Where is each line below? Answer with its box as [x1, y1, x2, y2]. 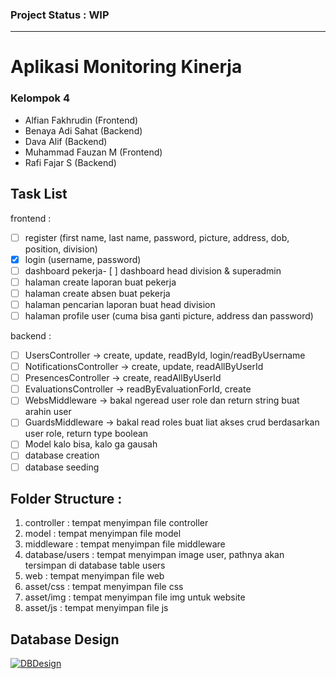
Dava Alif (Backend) [24, 135, 108, 147]
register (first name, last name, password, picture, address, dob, [24, 231, 290, 243]
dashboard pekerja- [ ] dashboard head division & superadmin [24, 264, 282, 277]
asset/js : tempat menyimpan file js [24, 602, 169, 614]
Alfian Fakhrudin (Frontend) [24, 114, 139, 126]
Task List [10, 186, 68, 203]
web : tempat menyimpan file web [24, 570, 165, 582]
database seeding [24, 461, 100, 473]
